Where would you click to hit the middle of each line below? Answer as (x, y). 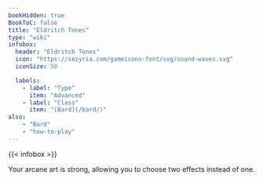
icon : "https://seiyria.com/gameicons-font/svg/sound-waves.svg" (124, 60)
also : (17, 117)
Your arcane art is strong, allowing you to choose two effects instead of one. (131, 169)
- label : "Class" (51, 103)
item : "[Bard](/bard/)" (68, 110)
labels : (28, 80)
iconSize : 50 (37, 67)
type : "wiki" (29, 37)
